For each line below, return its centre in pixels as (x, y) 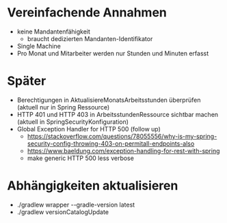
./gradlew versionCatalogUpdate (63, 212)
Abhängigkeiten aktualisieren (93, 186)
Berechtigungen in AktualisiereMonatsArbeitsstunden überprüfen (109, 100)
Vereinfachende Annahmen (87, 13)
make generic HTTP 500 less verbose (81, 158)
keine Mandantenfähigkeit (54, 31)
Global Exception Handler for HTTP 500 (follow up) (89, 129)
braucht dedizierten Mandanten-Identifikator (90, 38)
